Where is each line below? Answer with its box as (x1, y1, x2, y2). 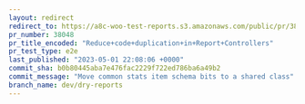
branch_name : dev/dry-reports (8, 80, 124, 90)
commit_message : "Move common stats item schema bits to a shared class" (8, 72, 295, 81)
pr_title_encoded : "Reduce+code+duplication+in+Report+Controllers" (8, 38, 274, 48)
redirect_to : (8, 22, 58, 31)
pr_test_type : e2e (8, 47, 78, 56)
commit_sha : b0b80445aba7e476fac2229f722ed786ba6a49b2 (8, 64, 221, 73)
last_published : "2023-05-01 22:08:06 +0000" (8, 55, 184, 64)
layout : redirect (8, 13, 75, 23)
